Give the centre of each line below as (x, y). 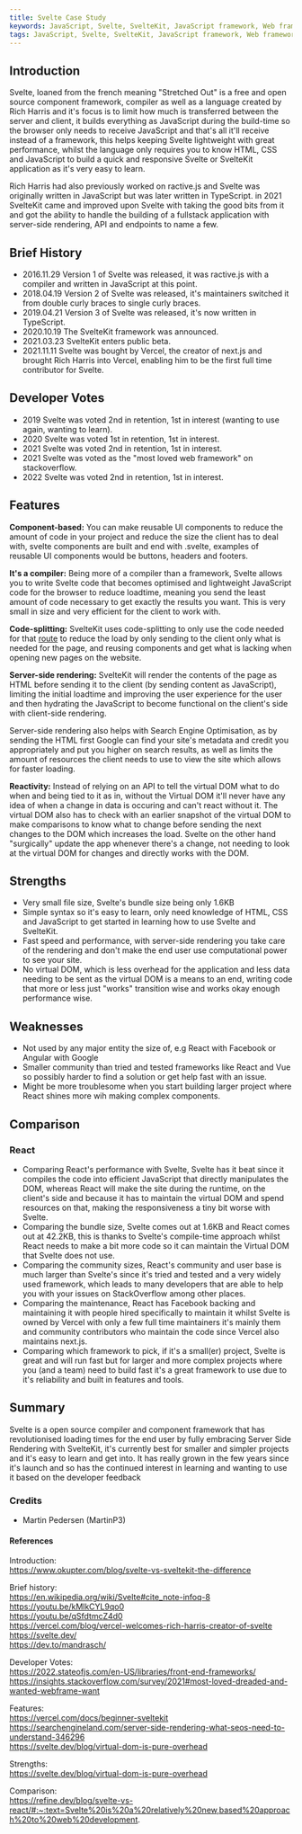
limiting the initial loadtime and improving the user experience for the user (146, 694)
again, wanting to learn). (67, 429)
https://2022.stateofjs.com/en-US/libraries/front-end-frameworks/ (133, 1672)
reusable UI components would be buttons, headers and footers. (129, 556)
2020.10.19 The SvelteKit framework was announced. (120, 332)
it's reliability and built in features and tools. (103, 1379)
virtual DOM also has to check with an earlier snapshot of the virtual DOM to (151, 815)
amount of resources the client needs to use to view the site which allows (145, 759)
